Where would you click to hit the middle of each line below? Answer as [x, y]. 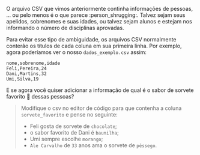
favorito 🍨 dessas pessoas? [40, 96]
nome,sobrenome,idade [33, 63]
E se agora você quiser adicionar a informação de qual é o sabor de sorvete [100, 90]
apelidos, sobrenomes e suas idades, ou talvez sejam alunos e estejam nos [99, 21]
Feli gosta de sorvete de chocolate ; [73, 126]
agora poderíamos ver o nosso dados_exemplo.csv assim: [77, 52]
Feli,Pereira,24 [26, 68]
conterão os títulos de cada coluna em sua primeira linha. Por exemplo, [94, 46]
